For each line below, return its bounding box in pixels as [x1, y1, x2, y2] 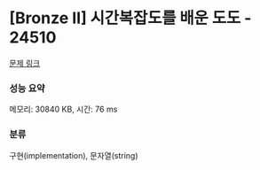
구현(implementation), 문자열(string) [9, 150, 139, 160]
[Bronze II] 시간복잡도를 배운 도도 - [9, 8, 252, 28]
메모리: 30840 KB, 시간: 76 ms [9, 104, 118, 115]
